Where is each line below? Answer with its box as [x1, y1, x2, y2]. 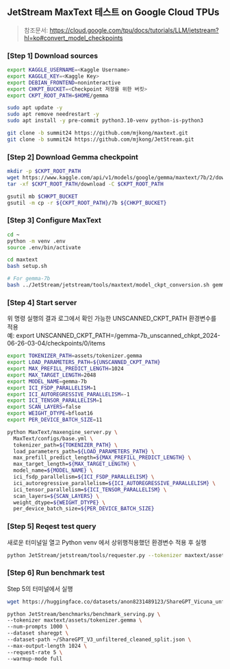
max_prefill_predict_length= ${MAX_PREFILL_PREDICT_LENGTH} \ [13, 454, 192, 462]
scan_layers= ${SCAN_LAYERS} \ [13, 492, 99, 499]
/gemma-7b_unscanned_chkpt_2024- [114, 332, 220, 340]
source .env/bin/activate [7, 244, 81, 251]
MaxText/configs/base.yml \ [13, 435, 94, 442]
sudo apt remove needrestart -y [7, 111, 99, 118]
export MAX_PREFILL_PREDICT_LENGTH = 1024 [7, 365, 125, 372]
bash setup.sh [7, 263, 48, 270]
